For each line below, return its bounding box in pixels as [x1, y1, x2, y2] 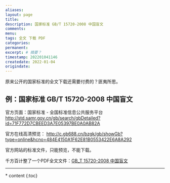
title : [5, 17, 19, 22]
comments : [5, 26, 26, 31]
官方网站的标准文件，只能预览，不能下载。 [5, 147, 94, 153]
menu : [5, 31, 17, 36]
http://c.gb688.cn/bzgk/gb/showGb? [46, 130, 123, 137]
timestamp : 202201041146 [5, 54, 58, 60]
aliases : [5, 7, 24, 13]
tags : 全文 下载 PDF [5, 36, 46, 41]
